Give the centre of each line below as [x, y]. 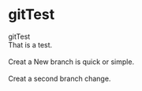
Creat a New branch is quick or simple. [71, 62]
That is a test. [30, 44]
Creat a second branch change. [60, 78]
